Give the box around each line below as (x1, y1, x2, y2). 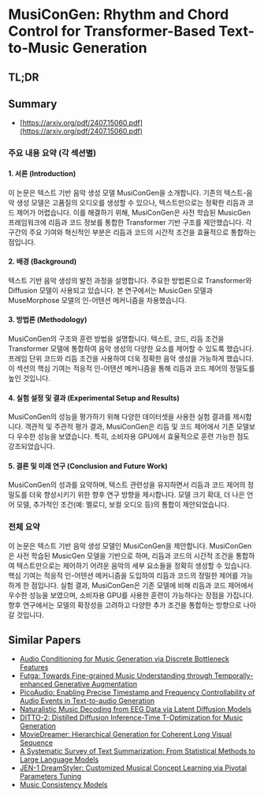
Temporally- (214, 671, 254, 680)
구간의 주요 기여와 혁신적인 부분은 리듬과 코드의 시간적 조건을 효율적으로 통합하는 (8, 227, 257, 237)
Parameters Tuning (19, 772, 82, 781)
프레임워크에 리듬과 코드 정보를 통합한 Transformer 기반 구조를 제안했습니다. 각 (8, 217, 252, 226)
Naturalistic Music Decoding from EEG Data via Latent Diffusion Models (19, 705, 252, 714)
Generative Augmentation (54, 679, 138, 689)
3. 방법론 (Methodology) (8, 315, 87, 324)
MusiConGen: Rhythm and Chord (8, 6, 229, 24)
